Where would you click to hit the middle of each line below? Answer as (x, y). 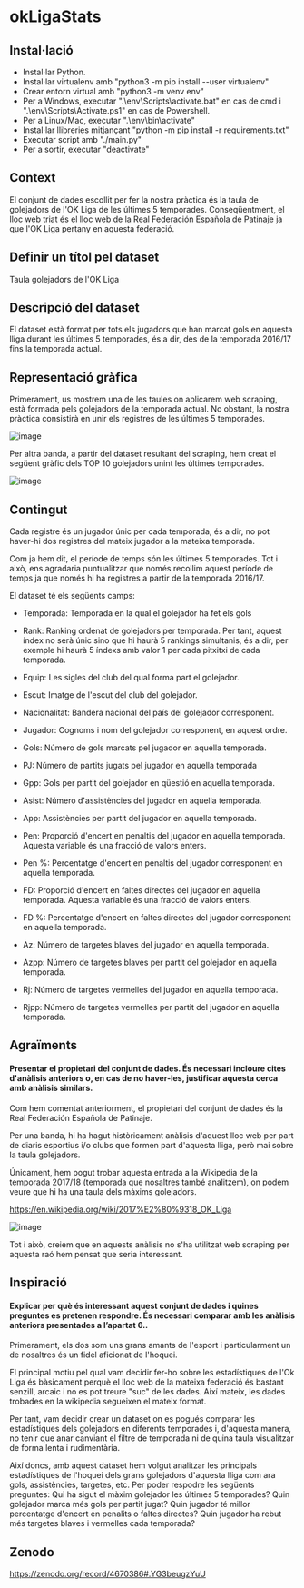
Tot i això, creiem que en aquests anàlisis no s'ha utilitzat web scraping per (150, 1244)
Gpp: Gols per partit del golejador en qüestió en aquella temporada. (148, 783)
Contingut (39, 509)
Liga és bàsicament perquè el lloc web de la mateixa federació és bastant (147, 1382)
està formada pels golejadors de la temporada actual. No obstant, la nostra (149, 409)
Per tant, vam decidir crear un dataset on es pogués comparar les (132, 1419)
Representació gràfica (74, 377)
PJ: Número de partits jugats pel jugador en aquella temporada (139, 766)
